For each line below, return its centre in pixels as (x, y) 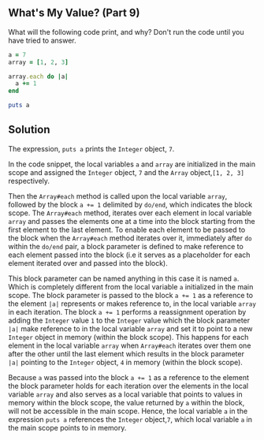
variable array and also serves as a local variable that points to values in (125, 394)
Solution (29, 130)
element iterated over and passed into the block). (88, 263)
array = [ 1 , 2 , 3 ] (38, 62)
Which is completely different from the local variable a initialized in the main (131, 286)
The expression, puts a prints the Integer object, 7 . (91, 148)
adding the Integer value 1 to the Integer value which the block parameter (129, 320)
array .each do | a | (38, 76)
